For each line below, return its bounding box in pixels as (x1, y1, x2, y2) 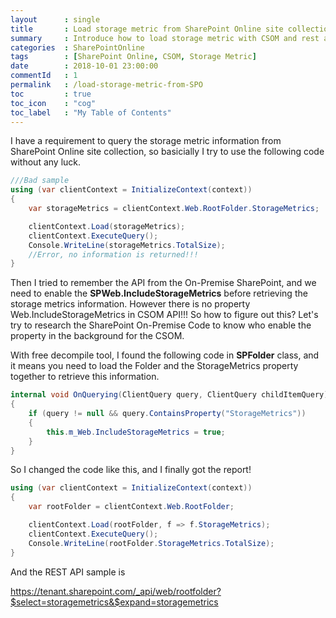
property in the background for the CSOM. (10, 330, 185, 342)
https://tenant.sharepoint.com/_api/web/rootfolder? (10, 585, 222, 597)
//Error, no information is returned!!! (28, 249, 199, 260)
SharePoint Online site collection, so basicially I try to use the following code (10, 146, 325, 158)
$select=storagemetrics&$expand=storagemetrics (10, 596, 219, 608)
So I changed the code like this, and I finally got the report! (10, 464, 252, 476)
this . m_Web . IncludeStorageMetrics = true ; (46, 427, 226, 437)
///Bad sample (10, 176, 70, 186)
